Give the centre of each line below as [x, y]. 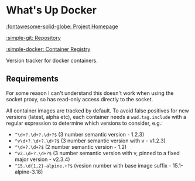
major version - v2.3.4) [42, 159]
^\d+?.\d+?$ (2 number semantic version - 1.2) [71, 146]
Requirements [32, 79]
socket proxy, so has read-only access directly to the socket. [80, 99]
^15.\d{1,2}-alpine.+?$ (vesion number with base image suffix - [93, 165]
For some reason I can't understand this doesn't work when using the [90, 93]
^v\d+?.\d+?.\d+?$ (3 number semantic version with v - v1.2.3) [90, 141]
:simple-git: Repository [34, 37]
